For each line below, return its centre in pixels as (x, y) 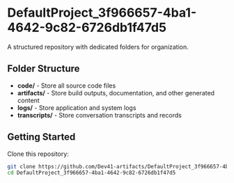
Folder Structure (44, 69)
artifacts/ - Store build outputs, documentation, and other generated (116, 93)
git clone (22, 166)
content (28, 100)
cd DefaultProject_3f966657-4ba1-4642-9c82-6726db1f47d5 (92, 173)
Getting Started (41, 137)
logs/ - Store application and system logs (77, 108)
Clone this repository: (38, 154)
